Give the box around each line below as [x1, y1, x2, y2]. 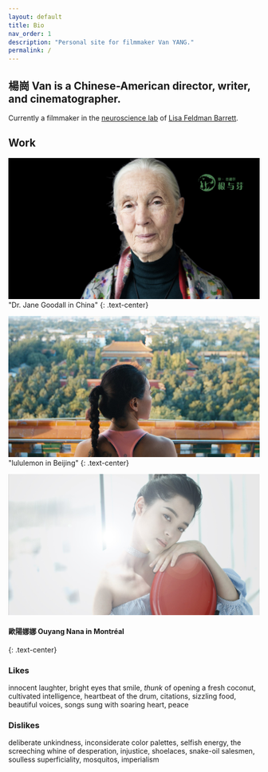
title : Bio [8, 21, 45, 30]
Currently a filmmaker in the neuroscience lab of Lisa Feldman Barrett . [8, 112, 239, 123]
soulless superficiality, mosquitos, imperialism [8, 754, 160, 765]
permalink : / [8, 46, 52, 55]
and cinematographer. [8, 92, 121, 105]
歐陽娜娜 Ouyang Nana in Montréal [8, 627, 125, 636]
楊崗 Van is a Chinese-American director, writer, [8, 79, 251, 93]
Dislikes [8, 719, 40, 731]
